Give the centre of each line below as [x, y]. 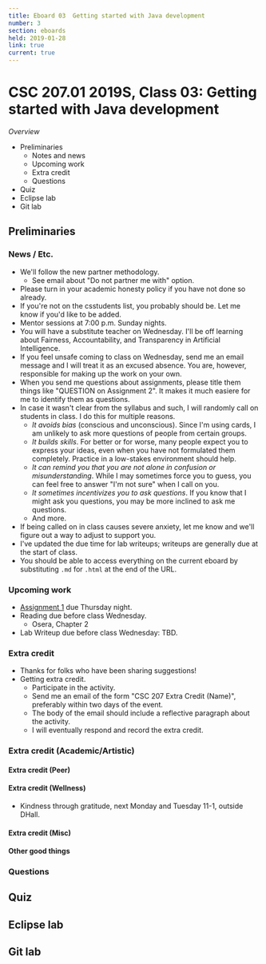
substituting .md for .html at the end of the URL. [98, 569]
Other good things [39, 851]
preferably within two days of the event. [97, 705]
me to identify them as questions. [75, 399]
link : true [26, 46]
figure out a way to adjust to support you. [88, 535]
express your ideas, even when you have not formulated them [133, 450]
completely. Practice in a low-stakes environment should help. [134, 458]
